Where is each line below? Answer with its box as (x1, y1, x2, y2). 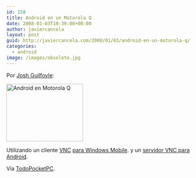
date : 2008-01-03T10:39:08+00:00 (6, 20, 92, 26)
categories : (6, 44, 37, 50)
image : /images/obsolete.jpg (6, 55, 81, 61)
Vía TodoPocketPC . (6, 164, 55, 172)
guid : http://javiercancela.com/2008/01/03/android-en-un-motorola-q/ (6, 37, 190, 44)
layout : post (6, 32, 40, 38)
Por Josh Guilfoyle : (6, 71, 55, 79)
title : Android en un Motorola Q (6, 15, 92, 21)
